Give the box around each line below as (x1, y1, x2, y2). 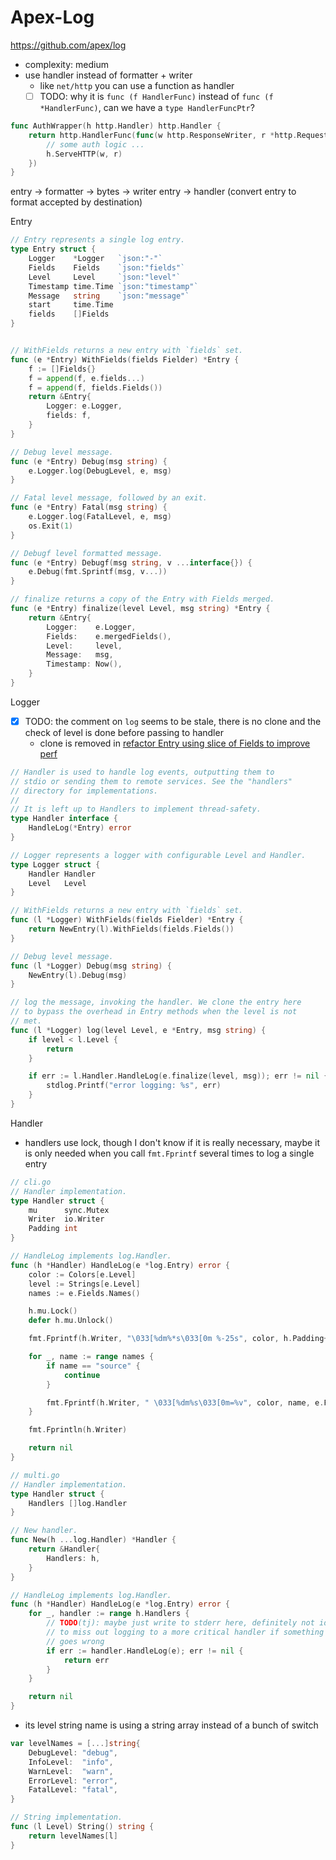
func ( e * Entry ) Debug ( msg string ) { (10, 456, 168, 466)
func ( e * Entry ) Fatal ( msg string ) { (10, 502, 168, 513)
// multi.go (10, 1470, 60, 1480)
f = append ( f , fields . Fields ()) (28, 382, 163, 393)
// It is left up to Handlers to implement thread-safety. (10, 804, 262, 815)
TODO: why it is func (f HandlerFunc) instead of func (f (39, 90, 274, 102)
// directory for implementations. (10, 786, 159, 796)
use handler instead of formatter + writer (24, 69, 193, 81)
